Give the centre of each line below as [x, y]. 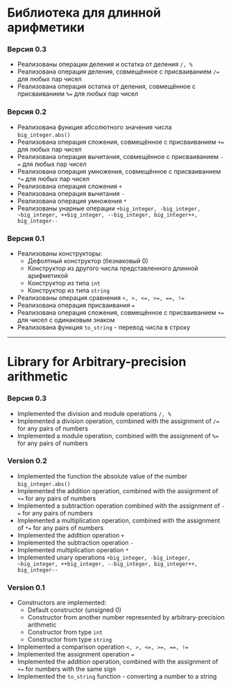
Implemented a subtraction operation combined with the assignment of [119, 506]
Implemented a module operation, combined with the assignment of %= [118, 436]
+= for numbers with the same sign [67, 669]
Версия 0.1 [26, 238]
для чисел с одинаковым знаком [66, 320]
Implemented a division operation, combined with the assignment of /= [118, 421]
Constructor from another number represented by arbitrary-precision [126, 618]
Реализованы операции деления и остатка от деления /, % [105, 65]
